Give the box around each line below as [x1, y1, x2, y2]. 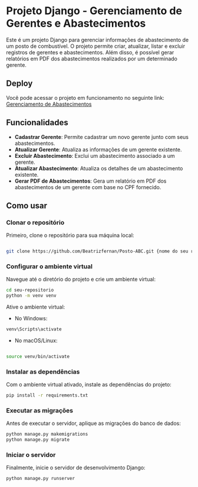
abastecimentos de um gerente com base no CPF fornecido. [14, 183, 161, 190]
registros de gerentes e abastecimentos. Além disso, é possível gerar [6, 48, 174, 56]
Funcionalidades [6, 118, 69, 128]
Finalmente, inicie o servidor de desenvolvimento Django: [6, 464, 146, 471]
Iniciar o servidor [6, 451, 56, 459]
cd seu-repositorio [6, 287, 54, 293]
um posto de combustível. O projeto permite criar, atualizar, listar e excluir [6, 43, 186, 50]
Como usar [6, 200, 48, 210]
